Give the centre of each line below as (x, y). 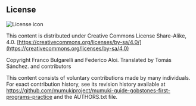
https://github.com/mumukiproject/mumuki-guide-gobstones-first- (88, 90)
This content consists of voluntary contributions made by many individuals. (98, 77)
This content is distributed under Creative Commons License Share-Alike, (96, 36)
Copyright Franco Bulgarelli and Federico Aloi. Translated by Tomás (89, 60)
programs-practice (29, 96)
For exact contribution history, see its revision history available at (86, 84)
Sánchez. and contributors (39, 66)
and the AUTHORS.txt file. (85, 96)
